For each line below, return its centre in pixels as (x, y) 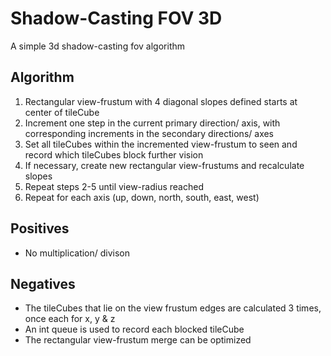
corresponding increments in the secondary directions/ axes (149, 133)
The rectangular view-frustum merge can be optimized (138, 340)
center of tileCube (62, 112)
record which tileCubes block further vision (114, 154)
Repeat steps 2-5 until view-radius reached (114, 186)
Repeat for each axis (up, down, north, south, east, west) (142, 197)
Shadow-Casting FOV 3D (116, 18)
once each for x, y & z (70, 319)
